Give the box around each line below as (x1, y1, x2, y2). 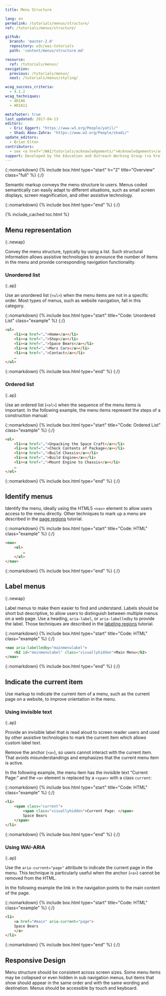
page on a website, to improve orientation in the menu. (5, 696, 117, 702)
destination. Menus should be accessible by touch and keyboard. (5, 985, 138, 991)
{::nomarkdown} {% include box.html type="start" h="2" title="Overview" (5, 167, 155, 173)
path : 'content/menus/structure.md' (9, 48, 85, 53)
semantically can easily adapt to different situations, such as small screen (5, 187, 155, 193)
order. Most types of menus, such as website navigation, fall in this (5, 298, 141, 304)
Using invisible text (5, 709, 52, 716)
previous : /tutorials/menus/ (9, 71, 70, 76)
